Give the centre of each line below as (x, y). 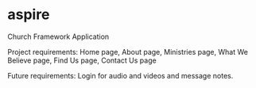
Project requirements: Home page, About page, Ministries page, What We (128, 52)
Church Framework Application (58, 36)
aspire (29, 15)
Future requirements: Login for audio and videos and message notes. (120, 75)
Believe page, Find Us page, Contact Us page (82, 60)
